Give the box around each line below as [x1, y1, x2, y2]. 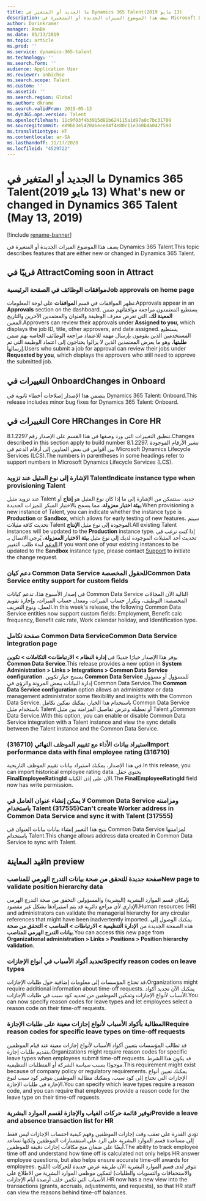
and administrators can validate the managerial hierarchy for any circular [7, 909, 190, 917]
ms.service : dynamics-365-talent [7, 49, 92, 55]
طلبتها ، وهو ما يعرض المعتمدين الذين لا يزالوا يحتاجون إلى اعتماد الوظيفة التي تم [7, 338, 187, 346]
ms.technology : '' [7, 54, 54, 61]
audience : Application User [7, 65, 79, 72]
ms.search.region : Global [7, 94, 73, 100]
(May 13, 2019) [7, 210, 83, 225]
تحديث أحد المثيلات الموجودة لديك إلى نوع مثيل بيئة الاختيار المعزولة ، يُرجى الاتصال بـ [7, 534, 197, 541]
